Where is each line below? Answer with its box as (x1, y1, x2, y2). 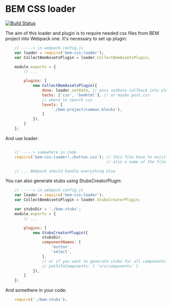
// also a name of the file (106, 159, 166, 164)
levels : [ (41, 102, 63, 107)
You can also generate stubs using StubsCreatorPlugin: (5, 178, 122, 184)
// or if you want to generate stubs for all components (41, 259, 166, 264)
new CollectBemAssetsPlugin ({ (32, 83, 97, 88)
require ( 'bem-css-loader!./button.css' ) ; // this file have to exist (14, 155, 166, 160)
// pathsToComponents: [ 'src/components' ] (41, 263, 139, 268)
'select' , (51, 250, 72, 255)
